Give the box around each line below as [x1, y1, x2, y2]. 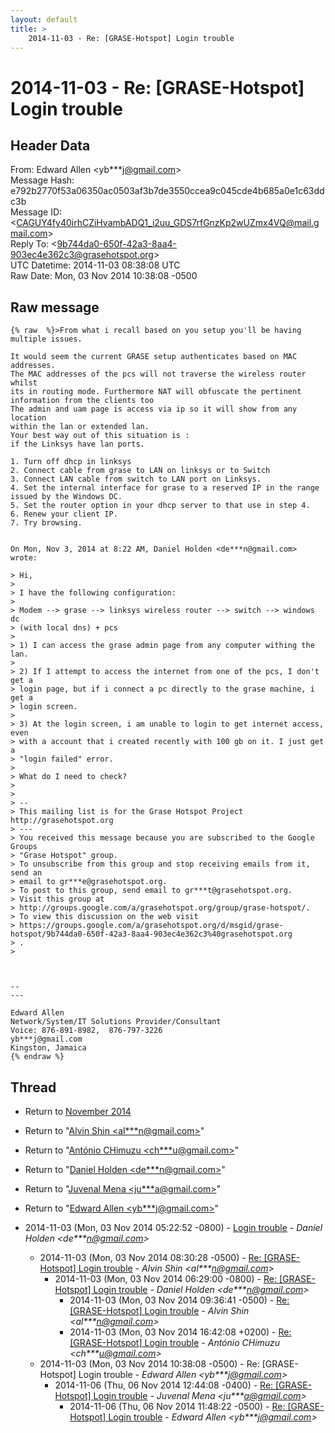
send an [10, 868, 43, 878]
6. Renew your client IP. [10, 509, 118, 520]
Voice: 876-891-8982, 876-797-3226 [10, 1026, 163, 1036]
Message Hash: [10, 174, 75, 186]
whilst [10, 378, 38, 388]
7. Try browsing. [10, 518, 83, 528]
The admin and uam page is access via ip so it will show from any [10, 404, 298, 415]
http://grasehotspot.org [10, 816, 114, 826]
